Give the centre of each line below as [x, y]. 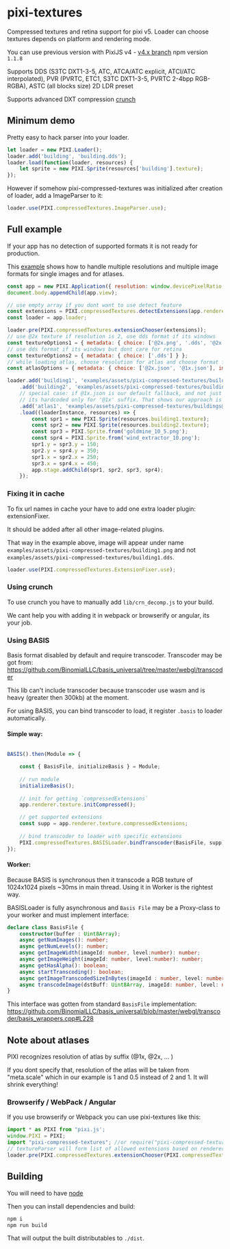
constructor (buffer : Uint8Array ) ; [70, 934]
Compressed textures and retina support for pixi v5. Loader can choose [108, 31]
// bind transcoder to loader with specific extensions [101, 836]
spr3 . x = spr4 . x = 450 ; [65, 464]
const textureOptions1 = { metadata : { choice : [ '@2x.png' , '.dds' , [107, 343]
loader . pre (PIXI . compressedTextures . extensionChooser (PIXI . [95, 1155]
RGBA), [17, 86]
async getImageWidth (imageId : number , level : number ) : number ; [110, 953]
